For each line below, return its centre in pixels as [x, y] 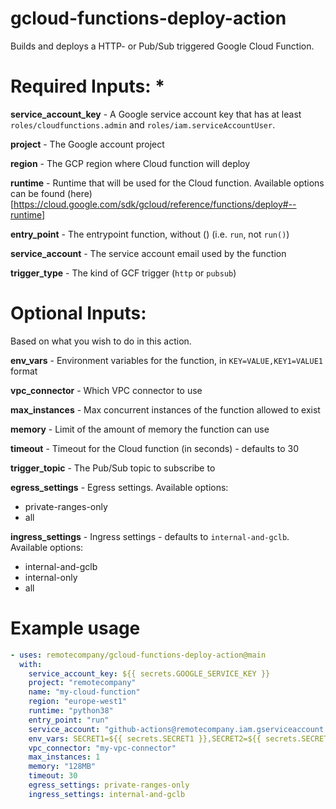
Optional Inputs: [78, 313]
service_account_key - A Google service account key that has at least [156, 114]
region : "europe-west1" [78, 702]
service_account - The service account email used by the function [148, 253]
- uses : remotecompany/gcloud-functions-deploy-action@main [138, 655]
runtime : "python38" [71, 711]
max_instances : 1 [64, 757]
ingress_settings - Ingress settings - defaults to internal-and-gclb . [150, 536]
